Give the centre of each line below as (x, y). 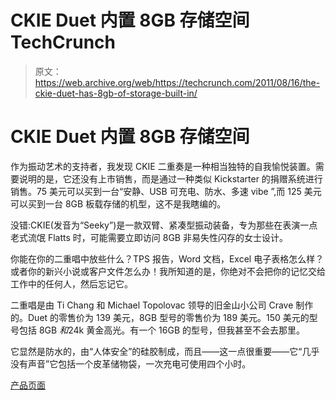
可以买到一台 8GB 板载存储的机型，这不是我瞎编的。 (118, 203)
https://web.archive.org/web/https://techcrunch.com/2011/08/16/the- (177, 82)
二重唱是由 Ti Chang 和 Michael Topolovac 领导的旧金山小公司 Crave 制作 (162, 305)
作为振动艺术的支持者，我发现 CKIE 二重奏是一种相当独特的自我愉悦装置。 (163, 166)
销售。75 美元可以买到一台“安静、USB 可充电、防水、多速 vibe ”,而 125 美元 (166, 191)
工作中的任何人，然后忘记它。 (71, 283)
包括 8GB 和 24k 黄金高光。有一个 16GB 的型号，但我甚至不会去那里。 (161, 330)
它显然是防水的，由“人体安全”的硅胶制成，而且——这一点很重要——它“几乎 (165, 351)
